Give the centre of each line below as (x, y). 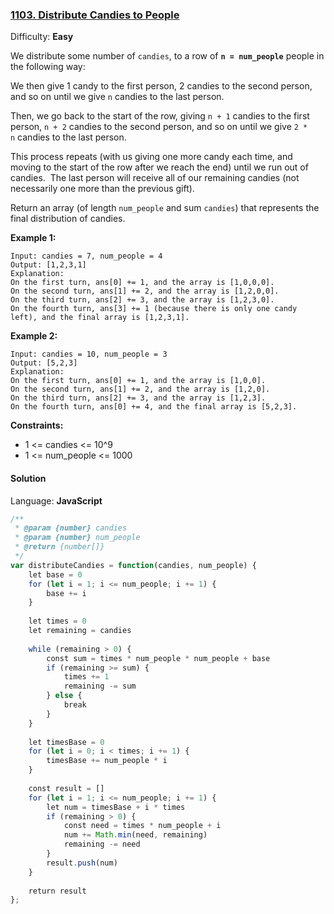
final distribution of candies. (68, 219)
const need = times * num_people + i (142, 826)
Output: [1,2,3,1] (48, 265)
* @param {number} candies (71, 528)
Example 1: (33, 238)
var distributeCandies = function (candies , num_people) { (133, 565)
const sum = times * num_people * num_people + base (158, 658)
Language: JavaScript (56, 500)
